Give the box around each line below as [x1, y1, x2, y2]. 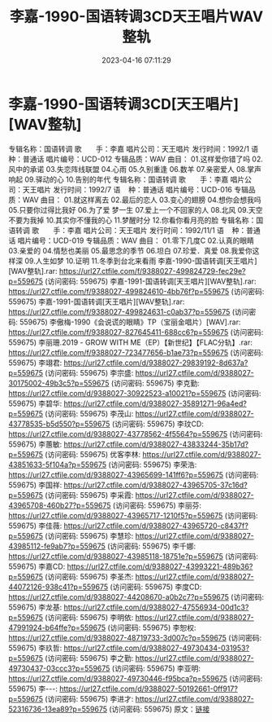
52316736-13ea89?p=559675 [8, 704, 108, 714]
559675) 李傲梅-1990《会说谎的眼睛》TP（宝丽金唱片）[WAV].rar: [19, 317, 241, 327]
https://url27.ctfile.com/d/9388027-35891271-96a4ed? [63, 398, 248, 408]
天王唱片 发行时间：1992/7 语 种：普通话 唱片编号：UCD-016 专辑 [22, 184, 249, 194]
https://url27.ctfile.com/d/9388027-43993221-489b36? [67, 561, 253, 571]
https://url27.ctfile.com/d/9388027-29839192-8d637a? [63, 358, 248, 368]
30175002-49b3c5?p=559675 [8, 378, 110, 388]
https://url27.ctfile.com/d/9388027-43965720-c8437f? [63, 521, 249, 530]
